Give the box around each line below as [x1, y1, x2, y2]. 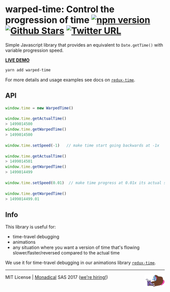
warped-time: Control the [5, 4, 115, 15]
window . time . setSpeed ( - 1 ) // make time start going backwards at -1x [5, 143, 159, 148]
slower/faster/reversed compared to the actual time [12, 250, 120, 256]
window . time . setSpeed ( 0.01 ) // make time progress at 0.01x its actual [5, 180, 162, 186]
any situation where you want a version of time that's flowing [12, 244, 140, 250]
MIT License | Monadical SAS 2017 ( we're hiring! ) [5, 274, 108, 280]
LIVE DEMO [5, 57, 30, 63]
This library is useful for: [5, 224, 56, 230]
